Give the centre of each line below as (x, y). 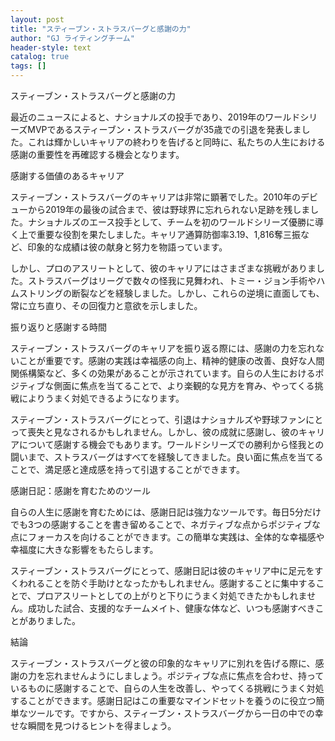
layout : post (37, 19)
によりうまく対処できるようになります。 (101, 398)
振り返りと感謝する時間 (58, 327)
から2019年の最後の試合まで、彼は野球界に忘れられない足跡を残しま (169, 209)
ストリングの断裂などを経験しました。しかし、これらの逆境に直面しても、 (171, 293)
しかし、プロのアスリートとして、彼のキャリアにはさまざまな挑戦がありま (163, 268)
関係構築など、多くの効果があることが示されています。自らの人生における (163, 373)
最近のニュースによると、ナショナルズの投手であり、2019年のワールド (155, 117)
